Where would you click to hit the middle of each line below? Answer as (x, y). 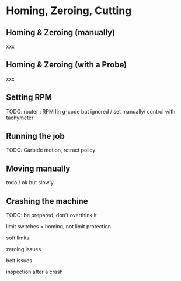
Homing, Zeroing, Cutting (69, 11)
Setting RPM (29, 97)
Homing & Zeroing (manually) (61, 32)
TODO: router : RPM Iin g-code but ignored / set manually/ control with (91, 111)
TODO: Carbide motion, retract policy (51, 150)
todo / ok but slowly (30, 183)
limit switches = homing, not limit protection (59, 227)
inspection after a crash (34, 272)
